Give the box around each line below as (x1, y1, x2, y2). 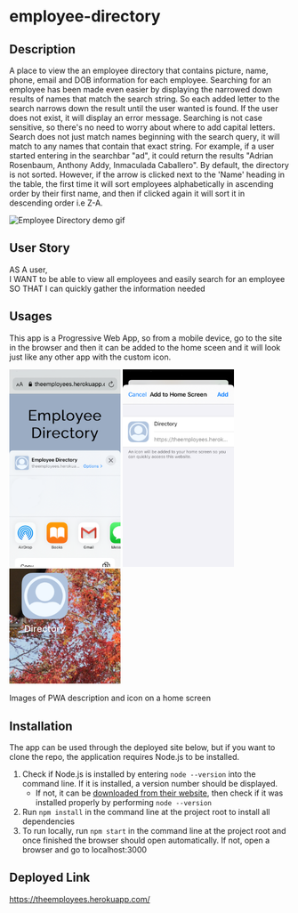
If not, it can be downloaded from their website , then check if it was (35, 788, 284, 798)
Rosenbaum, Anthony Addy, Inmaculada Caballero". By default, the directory (9, 160, 289, 170)
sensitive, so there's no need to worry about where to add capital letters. (9, 122, 276, 133)
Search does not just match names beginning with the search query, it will (9, 132, 280, 141)
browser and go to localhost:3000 (21, 844, 148, 855)
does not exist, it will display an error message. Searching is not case (9, 113, 262, 123)
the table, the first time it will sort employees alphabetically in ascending (9, 179, 274, 189)
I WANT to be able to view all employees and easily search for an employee (9, 273, 286, 284)
